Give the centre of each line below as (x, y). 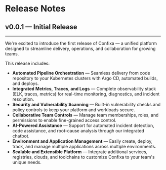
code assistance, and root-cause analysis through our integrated (78, 131)
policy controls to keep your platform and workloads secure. (74, 110)
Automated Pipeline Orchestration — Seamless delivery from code (81, 73)
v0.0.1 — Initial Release (41, 27)
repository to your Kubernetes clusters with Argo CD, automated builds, (85, 78)
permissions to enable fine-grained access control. (64, 120)
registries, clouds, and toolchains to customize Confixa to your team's (83, 157)
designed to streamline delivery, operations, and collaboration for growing (80, 48)
